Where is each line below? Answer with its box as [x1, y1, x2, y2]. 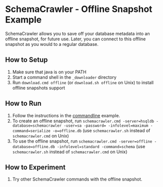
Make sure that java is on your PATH [12, 69, 87, 75]
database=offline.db [12, 144, 55, 149]
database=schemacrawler [12, 123, 62, 128]
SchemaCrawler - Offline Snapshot [5, 3, 153, 15]
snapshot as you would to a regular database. [5, 41, 99, 47]
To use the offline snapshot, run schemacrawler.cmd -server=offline [12, 138, 153, 144]
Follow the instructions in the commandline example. [12, 112, 120, 118]
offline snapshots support [12, 85, 66, 91]
